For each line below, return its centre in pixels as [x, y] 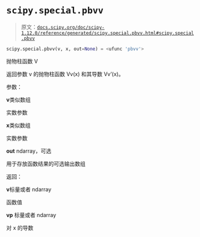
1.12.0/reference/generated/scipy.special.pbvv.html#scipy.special [107, 33]
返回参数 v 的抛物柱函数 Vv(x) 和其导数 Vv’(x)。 [65, 74]
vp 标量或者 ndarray [31, 215]
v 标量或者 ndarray [29, 189]
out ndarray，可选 [29, 151]
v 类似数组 [19, 100]
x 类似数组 [19, 125]
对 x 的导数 [20, 227]
